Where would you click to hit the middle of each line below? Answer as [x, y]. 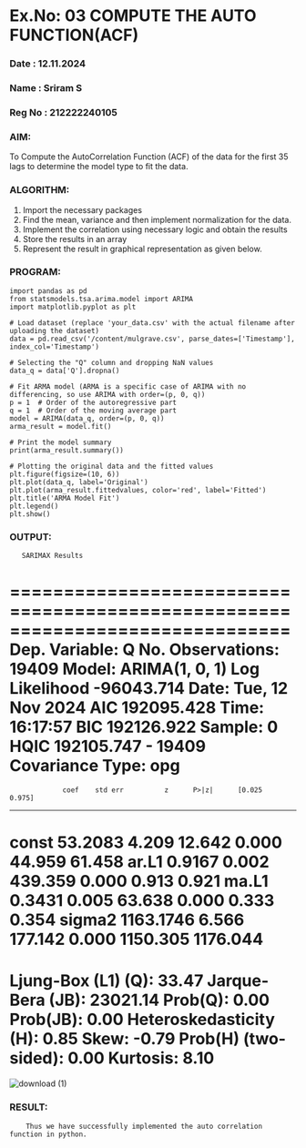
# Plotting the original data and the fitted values [112, 466]
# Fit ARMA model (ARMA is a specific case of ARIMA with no [128, 386]
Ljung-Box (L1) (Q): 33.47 [107, 981]
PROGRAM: [35, 272]
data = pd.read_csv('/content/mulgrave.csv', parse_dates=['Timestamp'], [153, 339]
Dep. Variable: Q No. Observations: [145, 650]
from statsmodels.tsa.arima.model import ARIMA [102, 299]
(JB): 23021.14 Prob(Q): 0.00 [159, 1000]
